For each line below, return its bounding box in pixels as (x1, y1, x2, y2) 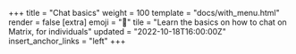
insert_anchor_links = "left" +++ (8, 35, 126, 46)
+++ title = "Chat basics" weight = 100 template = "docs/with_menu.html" (8, 8, 280, 18)
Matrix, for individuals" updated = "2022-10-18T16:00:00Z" (8, 27, 227, 36)
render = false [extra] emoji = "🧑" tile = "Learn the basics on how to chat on (8, 17, 287, 27)
